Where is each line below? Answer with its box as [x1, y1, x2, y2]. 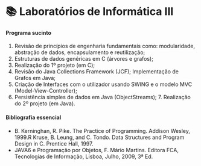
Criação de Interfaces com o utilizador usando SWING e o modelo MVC [14, 81, 193, 88]
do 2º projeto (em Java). [14, 100, 76, 107]
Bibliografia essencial [5, 114, 62, 121]
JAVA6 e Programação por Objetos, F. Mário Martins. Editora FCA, [14, 146, 179, 153]
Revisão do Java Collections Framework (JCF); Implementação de [14, 68, 179, 75]
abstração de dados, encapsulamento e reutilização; [14, 49, 145, 56]
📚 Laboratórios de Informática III [5, 5, 174, 19]
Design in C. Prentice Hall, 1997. [14, 140, 94, 147]
